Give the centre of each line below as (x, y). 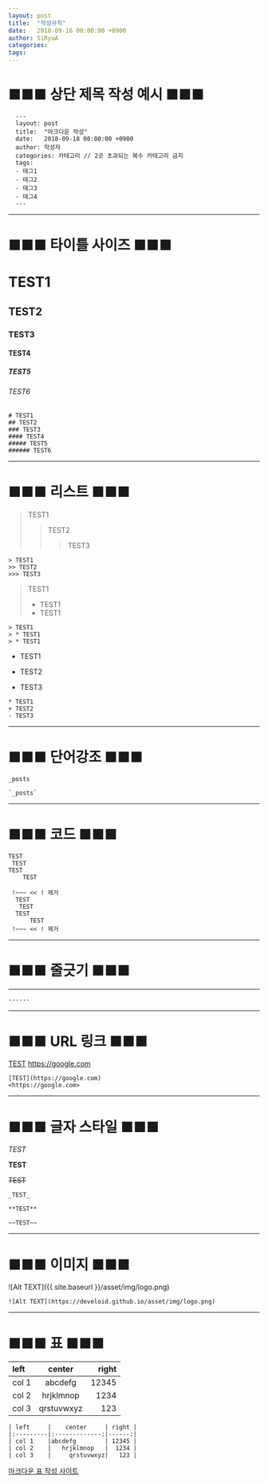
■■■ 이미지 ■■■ (69, 1264)
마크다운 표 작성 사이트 (43, 1471)
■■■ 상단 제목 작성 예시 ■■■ (106, 95)
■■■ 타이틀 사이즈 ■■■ (91, 245)
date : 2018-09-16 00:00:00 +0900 (67, 30)
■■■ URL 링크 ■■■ (78, 1041)
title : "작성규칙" (37, 23)
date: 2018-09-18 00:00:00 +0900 (75, 139)
